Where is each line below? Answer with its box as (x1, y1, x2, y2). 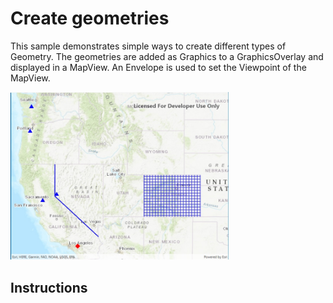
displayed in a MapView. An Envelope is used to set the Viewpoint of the (10, 61, 307, 73)
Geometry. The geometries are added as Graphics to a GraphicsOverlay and (10, 50, 324, 62)
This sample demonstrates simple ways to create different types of (10, 40, 287, 52)
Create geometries (10, 7, 170, 30)
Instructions (10, 279, 88, 296)
